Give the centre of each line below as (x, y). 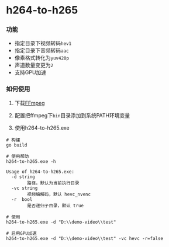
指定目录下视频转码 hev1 (43, 43)
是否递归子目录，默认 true (55, 206)
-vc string (25, 188)
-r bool (22, 199)
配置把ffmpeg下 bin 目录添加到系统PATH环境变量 (72, 115)
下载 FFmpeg (30, 103)
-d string (23, 177)
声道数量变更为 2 (34, 65)
